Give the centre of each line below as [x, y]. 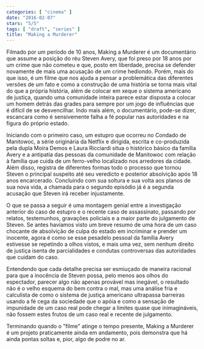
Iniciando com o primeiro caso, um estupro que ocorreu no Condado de [97, 135]
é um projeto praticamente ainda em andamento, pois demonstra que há [97, 333]
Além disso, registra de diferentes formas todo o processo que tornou [94, 168]
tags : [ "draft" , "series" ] [43, 29]
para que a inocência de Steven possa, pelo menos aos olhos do [87, 276]
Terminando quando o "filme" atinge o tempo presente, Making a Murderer [100, 326]
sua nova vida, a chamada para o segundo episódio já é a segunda [90, 187]
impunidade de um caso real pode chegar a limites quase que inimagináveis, [102, 308]
